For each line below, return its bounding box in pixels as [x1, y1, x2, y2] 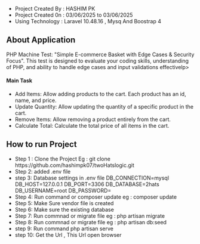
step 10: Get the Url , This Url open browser [14, 231, 122, 238]
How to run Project [6, 140, 77, 150]
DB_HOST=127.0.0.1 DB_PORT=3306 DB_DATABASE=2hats [14, 180, 159, 187]
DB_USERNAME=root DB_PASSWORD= [14, 187, 112, 194]
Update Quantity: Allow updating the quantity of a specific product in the [14, 103, 194, 110]
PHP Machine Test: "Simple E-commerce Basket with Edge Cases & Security [6, 51, 195, 58]
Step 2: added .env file [14, 168, 71, 175]
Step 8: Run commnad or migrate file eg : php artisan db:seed [14, 218, 167, 226]
